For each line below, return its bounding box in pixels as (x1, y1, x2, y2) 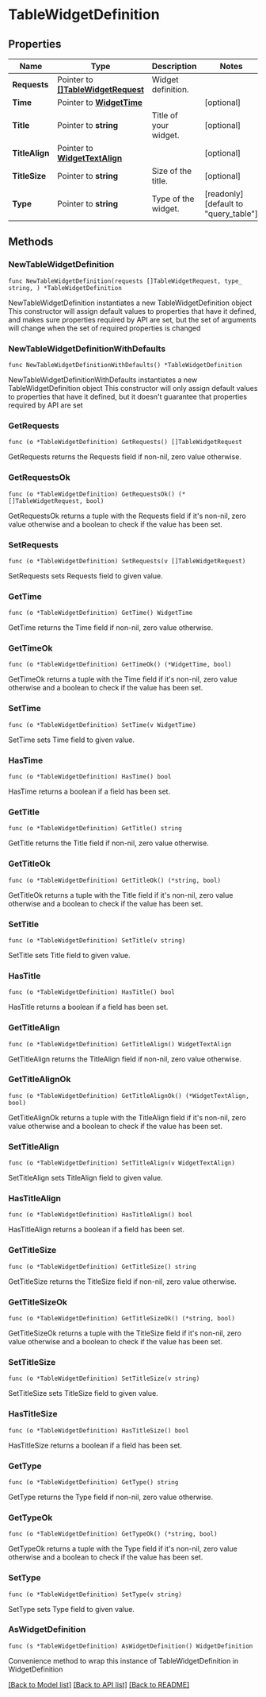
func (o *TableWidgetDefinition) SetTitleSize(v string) (8, 1374, 200, 1383)
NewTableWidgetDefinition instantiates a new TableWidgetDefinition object (8, 298, 253, 307)
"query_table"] (204, 208, 259, 219)
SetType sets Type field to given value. (8, 1604, 135, 1614)
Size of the (151, 165, 192, 176)
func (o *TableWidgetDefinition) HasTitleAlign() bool (8, 1211, 193, 1219)
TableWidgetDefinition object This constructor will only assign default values (8, 383, 258, 392)
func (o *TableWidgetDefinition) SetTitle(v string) (8, 936, 186, 945)
